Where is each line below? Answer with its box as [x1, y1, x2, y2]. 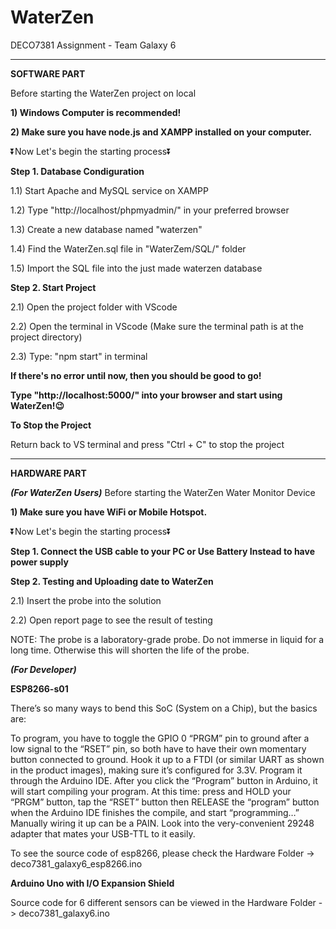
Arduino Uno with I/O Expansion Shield [10, 877, 175, 889]
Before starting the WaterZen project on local [10, 87, 197, 99]
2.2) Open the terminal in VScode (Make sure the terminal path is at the [10, 320, 304, 332]
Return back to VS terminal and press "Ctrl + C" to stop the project [10, 438, 285, 450]
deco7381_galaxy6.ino [18, 907, 110, 919]
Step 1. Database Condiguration [10, 165, 145, 177]
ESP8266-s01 [10, 682, 69, 695]
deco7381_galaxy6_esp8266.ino [10, 857, 143, 870]
